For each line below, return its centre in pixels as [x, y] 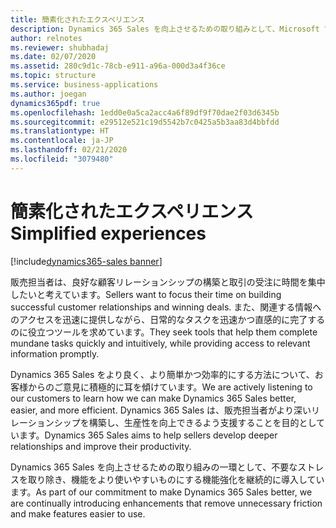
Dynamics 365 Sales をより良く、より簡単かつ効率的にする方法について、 [162, 374]
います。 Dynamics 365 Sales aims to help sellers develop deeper [144, 435]
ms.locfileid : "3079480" [62, 159]
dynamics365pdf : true [55, 103]
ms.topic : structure [53, 76]
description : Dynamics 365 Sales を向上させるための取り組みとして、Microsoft [165, 29]
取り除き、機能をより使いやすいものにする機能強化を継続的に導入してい [176, 479]
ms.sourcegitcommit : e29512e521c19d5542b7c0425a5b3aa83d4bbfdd [145, 122]
